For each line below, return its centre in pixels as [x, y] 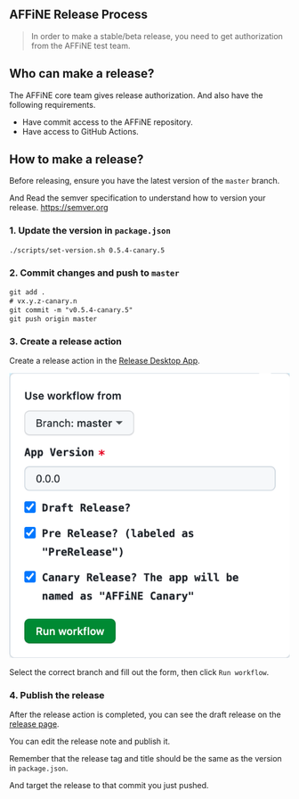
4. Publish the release [57, 695]
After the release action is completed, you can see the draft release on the [145, 714]
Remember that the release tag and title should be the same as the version [145, 758]
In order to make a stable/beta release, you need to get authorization [157, 36]
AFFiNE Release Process [79, 15]
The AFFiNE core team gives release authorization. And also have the [136, 95]
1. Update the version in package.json [90, 231]
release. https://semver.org [59, 208]
